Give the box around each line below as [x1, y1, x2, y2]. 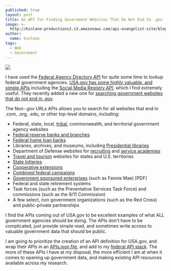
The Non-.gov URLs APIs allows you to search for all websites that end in [5, 105, 159, 111]
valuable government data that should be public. [5, 228, 107, 234]
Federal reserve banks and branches [12, 131, 90, 138]
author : [5, 31, 22, 36]
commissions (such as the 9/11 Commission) [12, 191, 106, 197]
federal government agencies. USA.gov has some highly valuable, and [5, 79, 153, 85]
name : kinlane [10, 36, 40, 41]
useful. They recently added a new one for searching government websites [5, 90, 163, 96]
